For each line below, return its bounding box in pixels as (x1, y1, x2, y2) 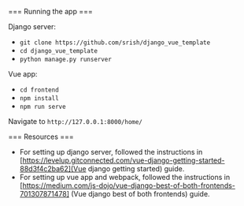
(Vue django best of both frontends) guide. (70, 189, 210, 198)
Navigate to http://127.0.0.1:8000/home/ (8, 117, 143, 125)
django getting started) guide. (87, 164, 185, 173)
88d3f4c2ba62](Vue (19, 164, 87, 173)
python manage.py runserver (19, 55, 112, 63)
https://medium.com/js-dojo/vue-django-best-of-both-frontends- (22, 181, 236, 190)
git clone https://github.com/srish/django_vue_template (19, 39, 211, 47)
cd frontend (19, 86, 59, 94)
